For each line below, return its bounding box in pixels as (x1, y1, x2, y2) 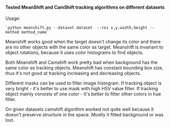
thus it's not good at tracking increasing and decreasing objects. (5, 70, 141, 77)
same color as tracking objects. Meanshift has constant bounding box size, (5, 65, 164, 71)
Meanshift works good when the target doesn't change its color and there (5, 39, 161, 45)
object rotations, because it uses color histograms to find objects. (5, 49, 144, 56)
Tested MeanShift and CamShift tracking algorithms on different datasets (5, 4, 165, 10)
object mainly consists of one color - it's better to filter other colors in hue (5, 91, 161, 97)
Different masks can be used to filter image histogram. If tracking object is (5, 80, 162, 86)
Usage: (5, 15, 20, 21)
